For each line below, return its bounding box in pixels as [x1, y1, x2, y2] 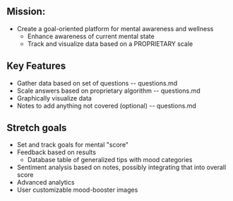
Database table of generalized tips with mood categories [27, 156, 193, 164]
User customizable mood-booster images [16, 185, 138, 194]
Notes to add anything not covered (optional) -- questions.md [16, 101, 197, 110]
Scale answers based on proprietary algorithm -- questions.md [16, 86, 201, 95]
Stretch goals [6, 122, 67, 134]
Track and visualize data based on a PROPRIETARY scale [27, 39, 193, 48]
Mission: [6, 6, 46, 18]
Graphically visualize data [16, 93, 92, 102]
